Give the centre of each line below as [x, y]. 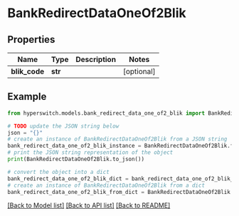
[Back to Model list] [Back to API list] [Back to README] [89, 205]
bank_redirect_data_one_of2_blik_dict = [68, 179]
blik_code [28, 71]
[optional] [139, 71]
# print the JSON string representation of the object [90, 153]
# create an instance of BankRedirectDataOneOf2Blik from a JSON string [117, 139]
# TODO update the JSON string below [63, 126]
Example [27, 97]
